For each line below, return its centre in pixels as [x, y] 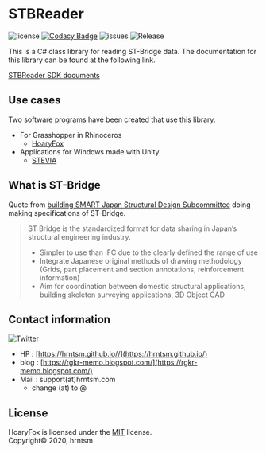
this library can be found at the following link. [82, 60]
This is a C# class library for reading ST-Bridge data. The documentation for [133, 51]
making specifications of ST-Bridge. [67, 213]
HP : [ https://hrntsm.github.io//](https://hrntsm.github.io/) [114, 354]
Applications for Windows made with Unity [89, 151]
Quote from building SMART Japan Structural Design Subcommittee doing [129, 205]
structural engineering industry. [79, 236]
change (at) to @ [59, 388]
